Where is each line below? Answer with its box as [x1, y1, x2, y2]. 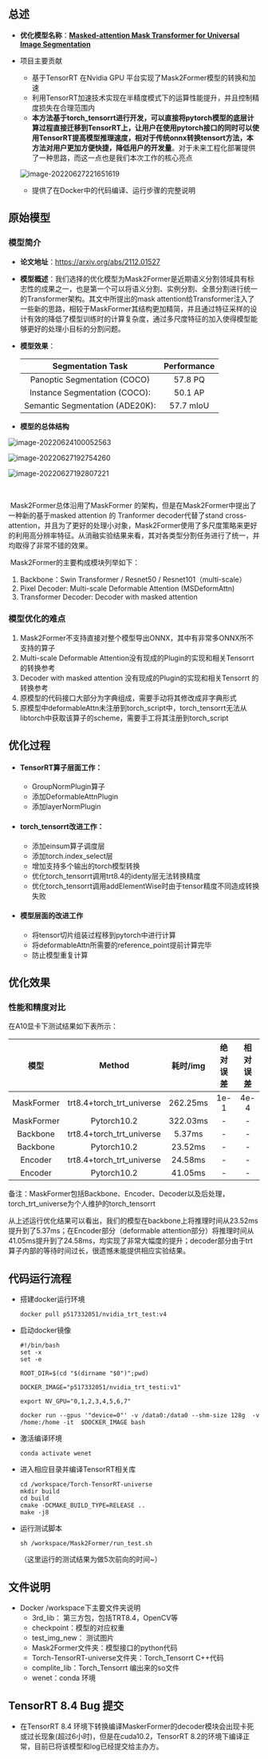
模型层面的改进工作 [19, 911, 84, 920]
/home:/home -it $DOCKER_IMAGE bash [19, 1419, 146, 1427]
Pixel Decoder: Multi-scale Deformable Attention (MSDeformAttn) [19, 583, 235, 593]
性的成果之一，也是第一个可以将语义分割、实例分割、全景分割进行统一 [26, 283, 258, 294]
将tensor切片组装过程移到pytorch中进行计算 [31, 930, 177, 940]
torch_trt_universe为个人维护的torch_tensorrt [8, 1199, 156, 1208]
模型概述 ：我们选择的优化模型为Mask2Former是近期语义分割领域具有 [19, 274, 248, 283]
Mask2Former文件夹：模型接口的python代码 [31, 1643, 178, 1653]
